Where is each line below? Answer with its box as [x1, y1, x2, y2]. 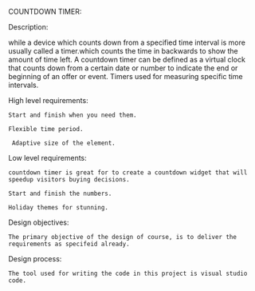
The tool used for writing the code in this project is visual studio [8, 269, 248, 277]
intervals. [8, 80, 39, 90]
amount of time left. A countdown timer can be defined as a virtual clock [8, 55, 245, 64]
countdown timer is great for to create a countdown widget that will [8, 169, 248, 177]
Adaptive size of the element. [11, 139, 116, 147]
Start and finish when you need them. [8, 111, 137, 119]
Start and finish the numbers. [8, 189, 112, 197]
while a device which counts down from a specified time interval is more [8, 38, 245, 47]
